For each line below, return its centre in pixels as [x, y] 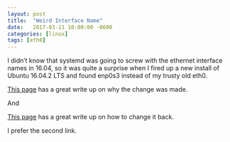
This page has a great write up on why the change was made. [98, 89]
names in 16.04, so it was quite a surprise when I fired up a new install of [114, 68]
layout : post [27, 14]
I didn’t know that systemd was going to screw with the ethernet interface [115, 60]
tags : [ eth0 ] [27, 40]
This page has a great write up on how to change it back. [91, 117]
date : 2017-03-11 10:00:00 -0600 [60, 27]
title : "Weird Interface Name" [55, 21]
